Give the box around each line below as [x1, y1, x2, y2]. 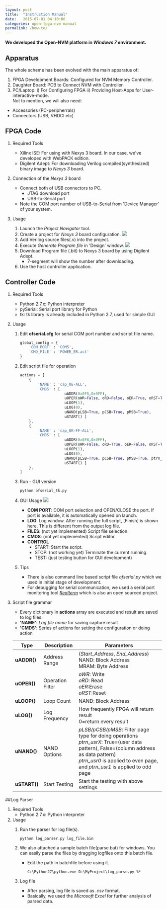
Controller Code [5, 278, 56, 286]
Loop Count [43, 698, 71, 705]
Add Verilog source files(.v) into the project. [19, 237, 109, 243]
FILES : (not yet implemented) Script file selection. [27, 528, 129, 534]
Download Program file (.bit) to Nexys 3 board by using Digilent [19, 248, 150, 253]
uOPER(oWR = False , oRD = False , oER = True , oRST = [64, 396, 161, 401]
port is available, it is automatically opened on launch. [27, 512, 138, 518]
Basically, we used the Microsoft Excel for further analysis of [27, 893, 152, 899]
